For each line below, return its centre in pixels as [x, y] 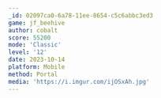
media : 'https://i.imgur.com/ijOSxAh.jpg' [79, 81]
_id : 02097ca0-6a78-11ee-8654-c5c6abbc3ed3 [81, 15]
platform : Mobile [37, 67]
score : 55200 [30, 38]
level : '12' [28, 52]
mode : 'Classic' [35, 45]
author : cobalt [33, 30]
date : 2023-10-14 [37, 60]
